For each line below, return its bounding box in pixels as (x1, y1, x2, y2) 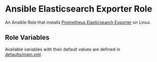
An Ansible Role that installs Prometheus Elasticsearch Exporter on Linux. (5, 19, 151, 25)
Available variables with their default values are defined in (5, 46, 120, 52)
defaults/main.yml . (5, 51, 42, 57)
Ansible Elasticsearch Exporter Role (5, 3, 153, 15)
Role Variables (5, 33, 49, 42)
